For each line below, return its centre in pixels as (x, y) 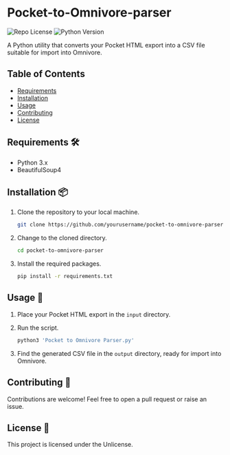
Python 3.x (32, 162)
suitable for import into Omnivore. (55, 52)
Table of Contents (46, 74)
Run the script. (38, 328)
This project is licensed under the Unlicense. (70, 445)
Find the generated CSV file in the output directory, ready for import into (119, 353)
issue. (15, 406)
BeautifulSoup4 (39, 169)
